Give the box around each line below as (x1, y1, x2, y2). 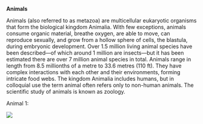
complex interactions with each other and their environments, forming (6, 69, 181, 75)
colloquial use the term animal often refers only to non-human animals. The (6, 81, 194, 89)
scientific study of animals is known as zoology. (6, 88, 125, 95)
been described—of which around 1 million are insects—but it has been (6, 49, 184, 57)
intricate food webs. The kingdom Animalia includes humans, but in (6, 75, 175, 82)
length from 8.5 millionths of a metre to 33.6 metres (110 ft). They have (6, 62, 182, 69)
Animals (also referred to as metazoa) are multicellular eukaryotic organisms (6, 17, 197, 24)
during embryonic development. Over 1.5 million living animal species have (6, 43, 193, 50)
